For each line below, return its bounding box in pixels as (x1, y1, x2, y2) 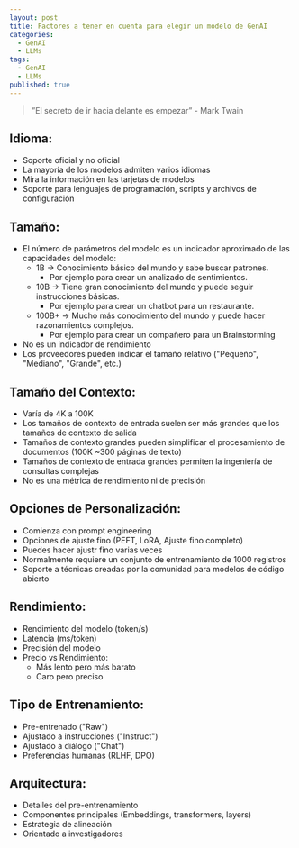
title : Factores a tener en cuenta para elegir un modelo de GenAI (9, 22, 268, 31)
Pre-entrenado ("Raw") (22, 721, 109, 732)
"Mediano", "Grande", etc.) (22, 358, 122, 369)
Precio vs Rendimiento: (22, 652, 109, 662)
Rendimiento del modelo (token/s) (22, 623, 149, 634)
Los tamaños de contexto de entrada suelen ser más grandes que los (22, 418, 280, 429)
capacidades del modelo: (22, 253, 117, 264)
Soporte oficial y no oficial (22, 155, 120, 166)
